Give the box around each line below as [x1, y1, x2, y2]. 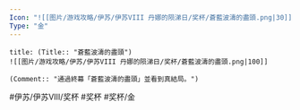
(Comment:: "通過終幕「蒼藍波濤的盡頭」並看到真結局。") [9, 74, 200, 83]
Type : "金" [9, 21, 49, 30]
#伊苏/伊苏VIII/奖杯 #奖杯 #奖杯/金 [9, 91, 136, 102]
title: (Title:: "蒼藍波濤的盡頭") [9, 47, 133, 56]
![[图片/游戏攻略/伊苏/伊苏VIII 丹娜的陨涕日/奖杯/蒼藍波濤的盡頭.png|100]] [9, 57, 269, 66]
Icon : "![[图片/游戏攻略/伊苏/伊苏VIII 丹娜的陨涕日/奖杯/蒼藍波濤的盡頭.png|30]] [9, 13, 293, 22]
